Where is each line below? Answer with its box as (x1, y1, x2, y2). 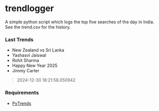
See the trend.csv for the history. (5, 24, 71, 30)
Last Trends (5, 36, 34, 43)
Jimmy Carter (12, 68, 40, 74)
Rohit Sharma (12, 58, 39, 63)
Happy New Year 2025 (12, 63, 58, 68)
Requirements (5, 89, 39, 96)
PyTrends (12, 100, 32, 106)
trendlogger (5, 3, 54, 14)
